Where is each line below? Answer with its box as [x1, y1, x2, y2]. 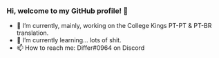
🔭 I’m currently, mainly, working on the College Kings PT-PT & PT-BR [16, 22, 212, 30]
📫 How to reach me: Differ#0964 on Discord [16, 44, 145, 52]
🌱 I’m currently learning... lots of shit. [16, 36, 122, 44]
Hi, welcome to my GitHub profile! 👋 [6, 6, 128, 16]
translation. [16, 29, 49, 37]
